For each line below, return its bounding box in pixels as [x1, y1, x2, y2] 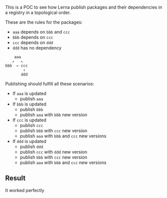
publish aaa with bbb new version [19, 112, 87, 117]
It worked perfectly [5, 187, 44, 193]
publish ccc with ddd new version [19, 149, 87, 154]
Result [5, 174, 26, 182]
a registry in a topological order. [5, 9, 71, 15]
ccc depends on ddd [12, 39, 53, 45]
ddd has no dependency [12, 45, 61, 50]
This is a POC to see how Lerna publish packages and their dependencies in [5, 4, 162, 10]
